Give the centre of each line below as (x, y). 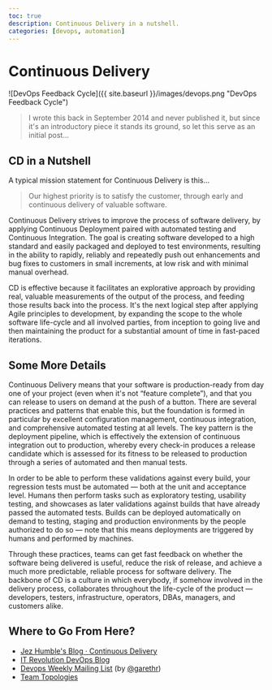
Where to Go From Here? (72, 631)
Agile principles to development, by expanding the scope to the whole (125, 314)
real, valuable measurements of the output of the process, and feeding (127, 296)
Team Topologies (49, 677)
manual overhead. (39, 272)
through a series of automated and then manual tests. (98, 462)
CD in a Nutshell (50, 160)
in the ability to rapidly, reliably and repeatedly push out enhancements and (134, 255)
